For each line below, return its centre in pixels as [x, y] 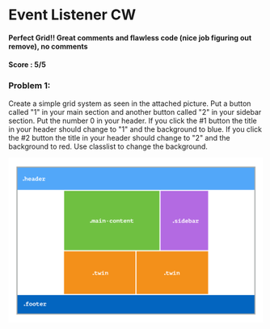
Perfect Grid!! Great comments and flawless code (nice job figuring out [130, 37]
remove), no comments [48, 46]
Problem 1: [30, 86]
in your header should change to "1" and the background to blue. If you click [135, 129]
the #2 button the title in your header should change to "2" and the [119, 137]
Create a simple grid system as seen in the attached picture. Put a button [130, 103]
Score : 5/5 [27, 65]
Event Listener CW [72, 15]
